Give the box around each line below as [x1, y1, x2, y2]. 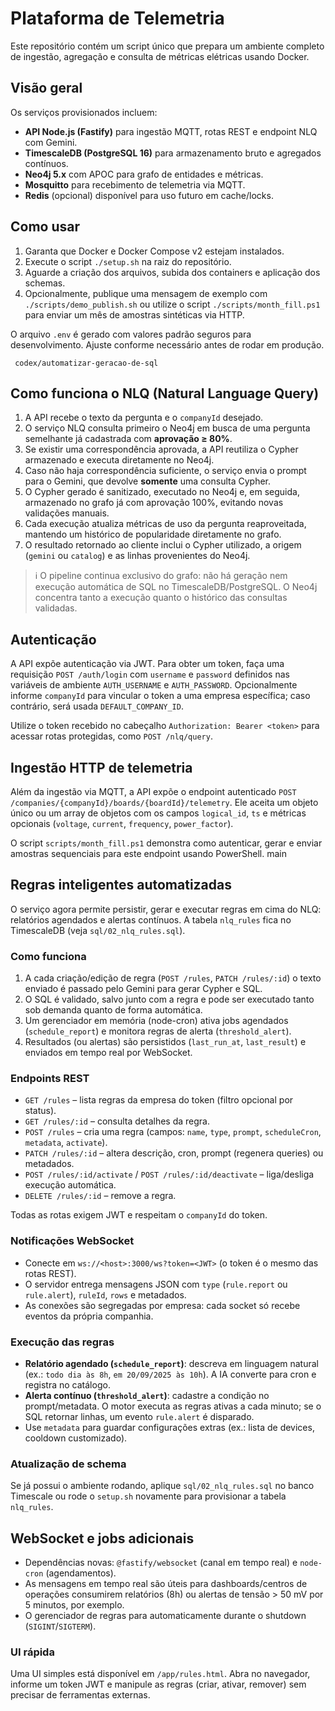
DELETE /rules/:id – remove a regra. [24, 1190, 177, 1202]
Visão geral [10, 80, 83, 97]
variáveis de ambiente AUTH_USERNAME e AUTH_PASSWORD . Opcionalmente [10, 679, 298, 691]
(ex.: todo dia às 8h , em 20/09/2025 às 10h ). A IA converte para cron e [24, 1368, 317, 1380]
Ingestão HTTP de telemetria [10, 759, 193, 776]
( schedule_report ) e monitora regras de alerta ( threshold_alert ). [24, 1025, 292, 1037]
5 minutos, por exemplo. [24, 1599, 125, 1611]
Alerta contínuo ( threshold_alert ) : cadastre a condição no [24, 1390, 270, 1401]
